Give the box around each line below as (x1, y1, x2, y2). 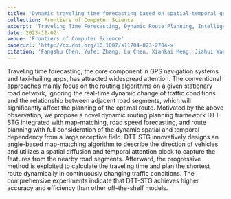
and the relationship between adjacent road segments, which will (7, 96, 191, 104)
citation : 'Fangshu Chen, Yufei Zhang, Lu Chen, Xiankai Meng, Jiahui (7, 49, 214, 56)
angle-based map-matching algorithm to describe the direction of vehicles (7, 140, 219, 148)
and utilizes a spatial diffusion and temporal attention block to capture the (7, 147, 216, 155)
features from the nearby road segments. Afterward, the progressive (7, 154, 201, 163)
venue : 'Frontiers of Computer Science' (7, 36, 125, 43)
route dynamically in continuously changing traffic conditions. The (7, 169, 195, 177)
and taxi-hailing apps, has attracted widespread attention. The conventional (7, 74, 221, 82)
